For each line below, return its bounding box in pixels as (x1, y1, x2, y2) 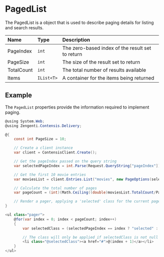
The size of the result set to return (62, 59, 141, 65)
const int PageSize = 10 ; (14, 137, 67, 142)
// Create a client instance (14, 146, 73, 150)
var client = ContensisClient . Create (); (14, 150, 97, 155)
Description (62, 36, 90, 43)
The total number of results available (62, 66, 146, 73)
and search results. (5, 24, 44, 30)
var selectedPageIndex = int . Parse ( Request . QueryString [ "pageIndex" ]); (14, 163, 163, 168)
